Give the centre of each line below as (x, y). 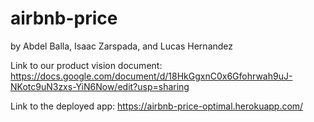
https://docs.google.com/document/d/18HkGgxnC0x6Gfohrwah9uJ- (151, 76)
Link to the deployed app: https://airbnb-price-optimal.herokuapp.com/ (157, 106)
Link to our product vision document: (86, 65)
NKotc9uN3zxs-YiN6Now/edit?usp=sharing (100, 86)
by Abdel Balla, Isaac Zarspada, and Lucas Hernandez (122, 46)
